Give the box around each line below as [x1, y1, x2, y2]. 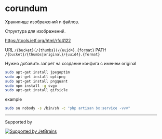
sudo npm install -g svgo [5, 83, 57, 88]
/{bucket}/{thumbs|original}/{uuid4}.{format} [5, 52, 100, 57]
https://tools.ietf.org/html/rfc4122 [5, 37, 71, 43]
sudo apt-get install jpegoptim [5, 69, 70, 75]
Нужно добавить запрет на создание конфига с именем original [5, 60, 136, 66]
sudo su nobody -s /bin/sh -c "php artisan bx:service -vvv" [5, 106, 131, 111]
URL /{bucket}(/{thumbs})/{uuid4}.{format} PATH [5, 47, 107, 53]
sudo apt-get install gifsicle [5, 88, 68, 93]
